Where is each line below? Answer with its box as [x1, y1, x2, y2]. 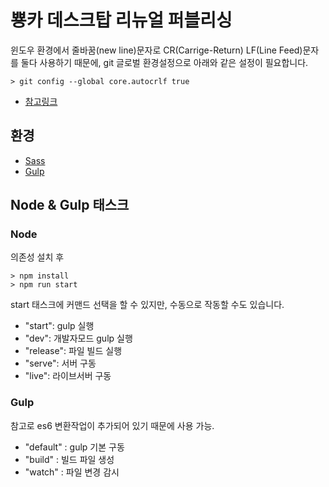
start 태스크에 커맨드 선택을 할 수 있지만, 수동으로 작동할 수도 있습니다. [10, 299, 285, 311]
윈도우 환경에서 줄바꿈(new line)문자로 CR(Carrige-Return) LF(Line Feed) [10, 44, 303, 56]
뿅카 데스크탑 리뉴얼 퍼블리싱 [10, 9, 233, 32]
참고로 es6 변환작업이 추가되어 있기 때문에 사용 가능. [10, 419, 215, 431]
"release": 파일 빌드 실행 [24, 345, 123, 357]
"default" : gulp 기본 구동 [24, 441, 125, 453]
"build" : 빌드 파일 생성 [24, 453, 115, 465]
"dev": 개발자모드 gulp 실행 [24, 332, 133, 345]
